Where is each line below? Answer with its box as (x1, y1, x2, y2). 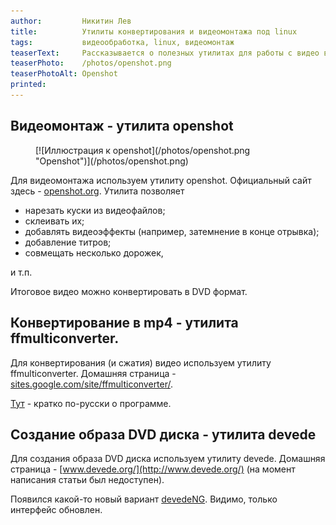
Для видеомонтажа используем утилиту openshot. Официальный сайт (10, 174, 312, 186)
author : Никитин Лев (10, 16, 132, 26)
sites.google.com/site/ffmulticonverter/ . (10, 378, 174, 390)
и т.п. (10, 266, 33, 278)
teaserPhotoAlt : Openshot (10, 69, 118, 79)
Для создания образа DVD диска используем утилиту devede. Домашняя (10, 453, 326, 465)
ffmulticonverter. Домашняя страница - (10, 367, 177, 379)
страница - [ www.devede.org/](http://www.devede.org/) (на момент (10, 463, 296, 475)
